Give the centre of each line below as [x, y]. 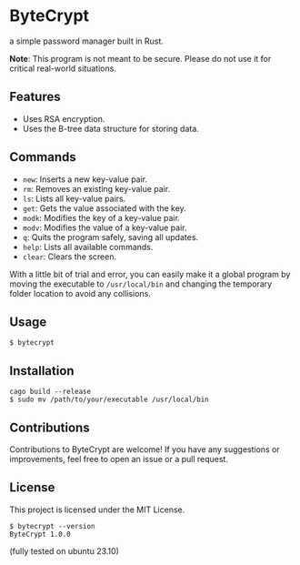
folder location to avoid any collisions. [80, 293]
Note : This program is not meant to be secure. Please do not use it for [140, 58]
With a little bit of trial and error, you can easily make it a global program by [150, 274]
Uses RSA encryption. [64, 118]
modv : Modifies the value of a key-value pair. [105, 227]
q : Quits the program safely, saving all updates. [110, 237]
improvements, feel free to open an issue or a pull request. [119, 459]
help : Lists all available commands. [88, 247]
